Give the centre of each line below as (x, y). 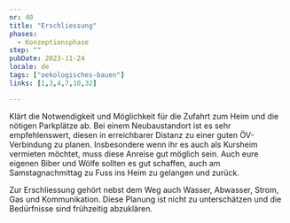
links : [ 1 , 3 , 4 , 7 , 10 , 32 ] (53, 83)
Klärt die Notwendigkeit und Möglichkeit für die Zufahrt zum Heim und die (144, 116)
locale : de (29, 67)
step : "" (25, 50)
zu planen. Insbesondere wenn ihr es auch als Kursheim (156, 144)
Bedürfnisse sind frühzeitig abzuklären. (81, 208)
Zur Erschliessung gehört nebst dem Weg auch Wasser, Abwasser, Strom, (144, 189)
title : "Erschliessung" (53, 26)
